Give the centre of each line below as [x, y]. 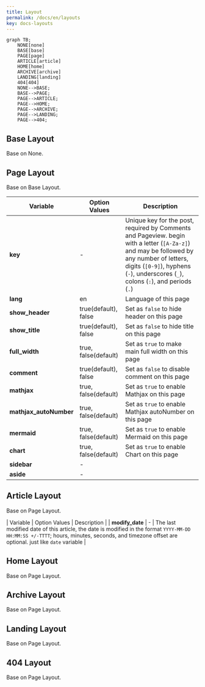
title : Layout [24, 12]
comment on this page [157, 377]
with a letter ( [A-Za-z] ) [158, 243]
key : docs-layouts [30, 23]
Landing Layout [36, 629]
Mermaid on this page [156, 437]
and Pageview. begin [155, 236]
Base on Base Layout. [34, 187]
